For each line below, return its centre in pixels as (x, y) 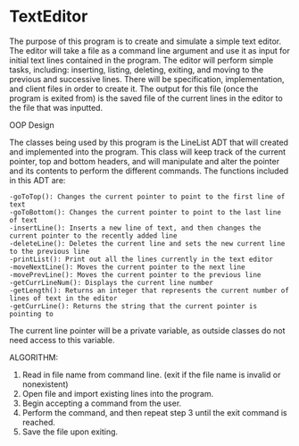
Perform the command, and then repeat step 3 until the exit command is (154, 412)
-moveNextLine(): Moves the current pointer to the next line (127, 267)
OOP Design (32, 125)
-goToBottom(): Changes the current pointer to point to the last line (145, 212)
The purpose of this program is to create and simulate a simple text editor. (145, 41)
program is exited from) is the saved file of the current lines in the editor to (146, 98)
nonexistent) (45, 384)
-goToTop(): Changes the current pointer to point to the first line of (147, 197)
